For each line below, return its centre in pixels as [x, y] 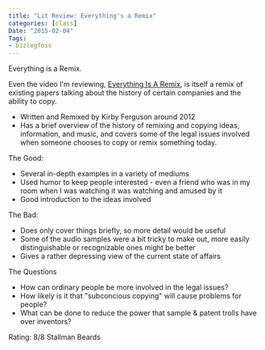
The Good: [26, 159]
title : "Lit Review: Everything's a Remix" [83, 16]
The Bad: [23, 215]
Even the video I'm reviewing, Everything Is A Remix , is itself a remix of [126, 84]
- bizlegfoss [30, 46]
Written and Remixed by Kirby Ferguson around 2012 [108, 117]
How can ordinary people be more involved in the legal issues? [124, 287]
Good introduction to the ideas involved [85, 200]
